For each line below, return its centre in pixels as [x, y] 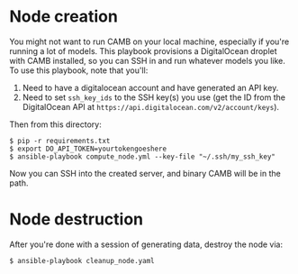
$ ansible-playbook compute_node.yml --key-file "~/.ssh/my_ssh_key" [143, 156]
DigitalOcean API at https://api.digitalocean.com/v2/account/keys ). [151, 106]
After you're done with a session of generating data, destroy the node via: [146, 244]
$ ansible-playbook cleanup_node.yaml [82, 260]
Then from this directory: [55, 124]
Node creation [64, 17]
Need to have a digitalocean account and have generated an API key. [150, 87]
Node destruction [77, 219]
